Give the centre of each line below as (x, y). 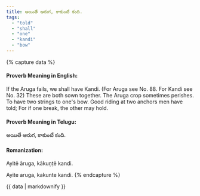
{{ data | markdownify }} (36, 186)
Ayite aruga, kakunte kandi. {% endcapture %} (63, 175)
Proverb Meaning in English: (42, 76)
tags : (13, 17)
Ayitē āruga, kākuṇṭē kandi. (40, 163)
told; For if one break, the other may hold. (57, 108)
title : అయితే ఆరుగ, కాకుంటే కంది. (44, 12)
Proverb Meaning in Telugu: (41, 122)
